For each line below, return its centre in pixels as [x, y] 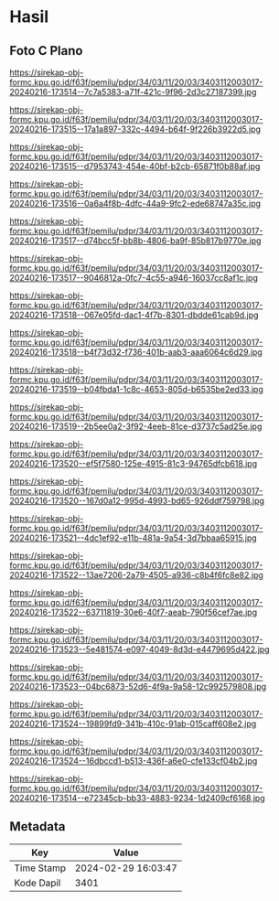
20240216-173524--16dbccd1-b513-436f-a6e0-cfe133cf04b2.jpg [134, 761]
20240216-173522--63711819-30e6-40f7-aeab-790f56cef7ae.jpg [134, 612]
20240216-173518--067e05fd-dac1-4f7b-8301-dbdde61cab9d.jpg [134, 315]
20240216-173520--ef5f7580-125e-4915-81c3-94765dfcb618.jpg [134, 463]
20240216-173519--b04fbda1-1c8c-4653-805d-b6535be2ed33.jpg [136, 389]
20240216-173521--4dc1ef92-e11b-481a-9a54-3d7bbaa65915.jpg [134, 538]
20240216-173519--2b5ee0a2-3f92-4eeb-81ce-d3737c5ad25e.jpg [136, 426]
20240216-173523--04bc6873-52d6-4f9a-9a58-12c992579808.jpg [138, 686]
